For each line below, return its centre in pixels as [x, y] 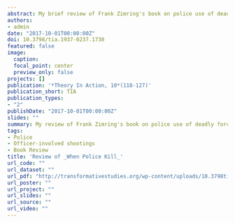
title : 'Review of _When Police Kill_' [65, 157]
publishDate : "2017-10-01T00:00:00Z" [62, 111]
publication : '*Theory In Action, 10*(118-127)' [79, 85]
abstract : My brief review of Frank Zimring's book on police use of [111, 14]
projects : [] [26, 79]
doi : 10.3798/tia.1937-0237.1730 [56, 40]
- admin [19, 27]
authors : [20, 20]
